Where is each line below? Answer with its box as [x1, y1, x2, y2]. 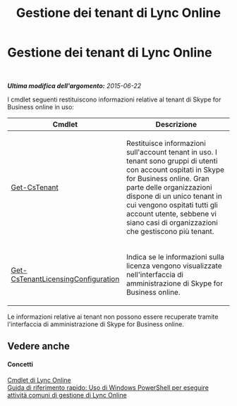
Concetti [7, 359, 34, 368]
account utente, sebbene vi [126, 209, 217, 219]
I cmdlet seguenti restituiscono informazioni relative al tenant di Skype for [7, 95, 221, 104]
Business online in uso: [7, 102, 74, 111]
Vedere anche [7, 340, 71, 352]
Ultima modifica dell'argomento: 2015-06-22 [7, 81, 142, 90]
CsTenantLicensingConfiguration [11, 273, 120, 283]
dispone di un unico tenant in [126, 191, 222, 201]
